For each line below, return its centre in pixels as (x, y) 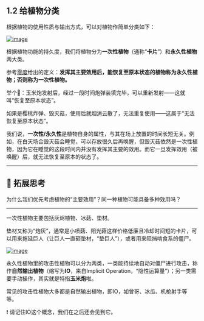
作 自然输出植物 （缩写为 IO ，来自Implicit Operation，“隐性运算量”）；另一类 (99, 270)
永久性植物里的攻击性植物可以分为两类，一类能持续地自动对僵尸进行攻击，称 (102, 263)
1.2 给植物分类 (33, 11)
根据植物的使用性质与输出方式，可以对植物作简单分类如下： (81, 27)
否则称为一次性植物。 (43, 79)
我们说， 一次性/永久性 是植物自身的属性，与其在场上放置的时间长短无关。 (98, 133)
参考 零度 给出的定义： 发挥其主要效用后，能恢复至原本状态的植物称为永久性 (99, 72)
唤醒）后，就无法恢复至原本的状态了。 (54, 157)
